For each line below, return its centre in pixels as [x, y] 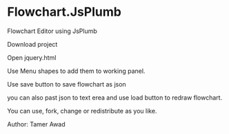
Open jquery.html [32, 57]
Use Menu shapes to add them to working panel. [76, 71]
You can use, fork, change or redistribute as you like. [82, 111]
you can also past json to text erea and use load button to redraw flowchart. [115, 98]
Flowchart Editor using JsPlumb [52, 31]
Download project [32, 44]
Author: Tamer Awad [36, 124]
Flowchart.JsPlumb [64, 12]
